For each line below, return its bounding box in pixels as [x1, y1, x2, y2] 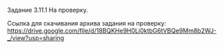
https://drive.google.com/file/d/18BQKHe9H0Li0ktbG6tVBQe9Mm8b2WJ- [7, 27, 217, 35]
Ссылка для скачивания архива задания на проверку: [7, 19, 167, 27]
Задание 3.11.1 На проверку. [7, 6, 88, 14]
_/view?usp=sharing [7, 34, 64, 42]
